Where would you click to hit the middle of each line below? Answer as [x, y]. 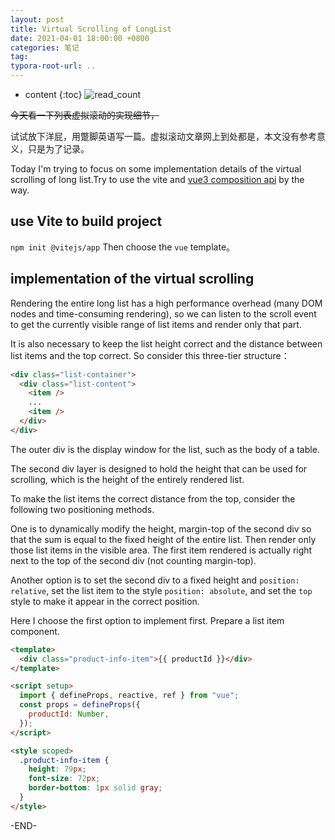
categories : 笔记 [45, 47]
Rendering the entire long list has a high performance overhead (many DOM [166, 303]
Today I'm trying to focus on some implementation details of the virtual [156, 169]
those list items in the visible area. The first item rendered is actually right [161, 550]
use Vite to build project [86, 221]
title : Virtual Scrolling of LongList [91, 29]
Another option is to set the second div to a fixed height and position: [155, 580]
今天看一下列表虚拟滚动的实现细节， [85, 115]
